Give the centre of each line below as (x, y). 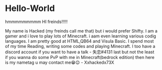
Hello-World (30, 8)
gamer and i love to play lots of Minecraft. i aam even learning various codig (81, 36)
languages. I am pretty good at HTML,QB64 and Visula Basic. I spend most (79, 41)
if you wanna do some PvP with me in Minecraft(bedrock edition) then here (80, 57)
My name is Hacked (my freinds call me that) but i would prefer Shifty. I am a (81, 31)
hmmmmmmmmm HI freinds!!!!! (36, 22)
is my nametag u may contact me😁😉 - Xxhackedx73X (60, 62)
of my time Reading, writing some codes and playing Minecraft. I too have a (80, 46)
